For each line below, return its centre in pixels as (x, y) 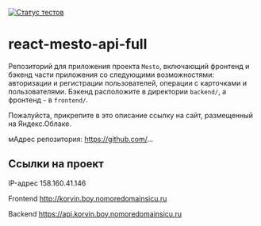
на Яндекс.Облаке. (40, 124)
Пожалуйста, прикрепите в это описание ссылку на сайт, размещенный (131, 115)
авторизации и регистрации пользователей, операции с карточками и (128, 82)
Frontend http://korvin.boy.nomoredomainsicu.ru (88, 198)
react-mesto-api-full (78, 44)
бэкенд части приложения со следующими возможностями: (111, 75)
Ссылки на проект (56, 164)
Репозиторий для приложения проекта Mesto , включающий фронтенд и (129, 66)
